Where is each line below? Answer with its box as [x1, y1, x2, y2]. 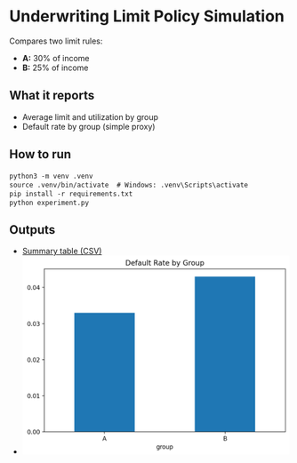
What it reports [9, 88, 95, 103]
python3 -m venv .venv [9, 172, 93, 180]
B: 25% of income [21, 62, 89, 73]
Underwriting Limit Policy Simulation [9, 6, 285, 27]
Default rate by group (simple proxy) [21, 121, 156, 132]
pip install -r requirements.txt [9, 189, 133, 198]
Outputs [9, 222, 56, 237]
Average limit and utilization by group [21, 111, 158, 122]
